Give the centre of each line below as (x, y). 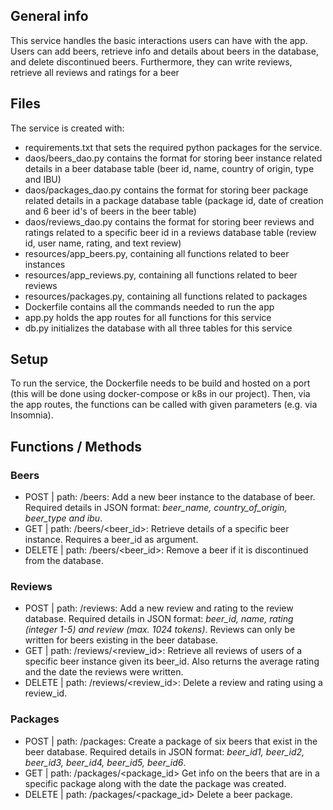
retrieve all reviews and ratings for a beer (95, 72)
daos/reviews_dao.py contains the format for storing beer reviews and (169, 221)
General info (49, 16)
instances (45, 264)
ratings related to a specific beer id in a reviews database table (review (170, 232)
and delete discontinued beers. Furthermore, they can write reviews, (151, 61)
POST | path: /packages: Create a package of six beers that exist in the (171, 741)
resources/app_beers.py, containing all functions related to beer (157, 253)
